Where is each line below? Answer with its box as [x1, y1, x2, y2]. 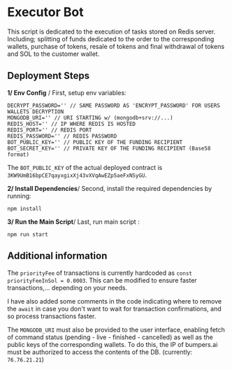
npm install [7, 205, 42, 212]
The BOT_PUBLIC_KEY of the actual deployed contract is [7, 163, 163, 171]
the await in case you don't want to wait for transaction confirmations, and [7, 304, 222, 313]
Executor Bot [7, 4, 84, 20]
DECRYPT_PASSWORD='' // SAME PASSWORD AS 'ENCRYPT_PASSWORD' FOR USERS [7, 102, 220, 109]
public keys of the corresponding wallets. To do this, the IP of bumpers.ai [7, 340, 218, 348]
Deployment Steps [7, 70, 89, 82]
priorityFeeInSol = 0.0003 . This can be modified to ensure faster [7, 276, 197, 284]
